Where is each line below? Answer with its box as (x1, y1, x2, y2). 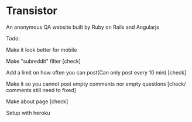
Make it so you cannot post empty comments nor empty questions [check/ (6, 80, 186, 87)
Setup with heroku (6, 109, 50, 116)
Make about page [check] (6, 98, 68, 105)
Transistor (6, 4, 57, 18)
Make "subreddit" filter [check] (6, 57, 81, 65)
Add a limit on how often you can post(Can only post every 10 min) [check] (6, 69, 186, 76)
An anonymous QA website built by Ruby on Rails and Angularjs (6, 23, 160, 30)
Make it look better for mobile (6, 46, 77, 53)
